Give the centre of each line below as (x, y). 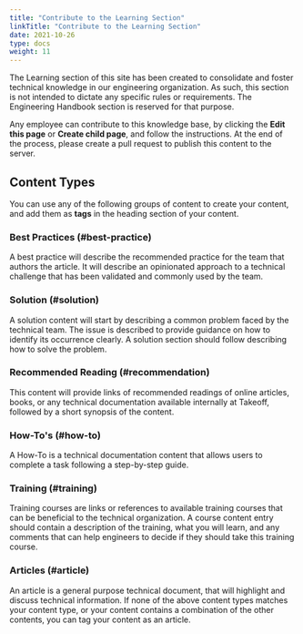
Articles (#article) (49, 570)
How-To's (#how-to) (56, 435)
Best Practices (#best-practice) (81, 237)
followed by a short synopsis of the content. (92, 412)
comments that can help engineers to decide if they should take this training (152, 537)
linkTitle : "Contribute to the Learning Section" (106, 26)
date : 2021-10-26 (42, 35)
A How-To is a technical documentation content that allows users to (136, 455)
